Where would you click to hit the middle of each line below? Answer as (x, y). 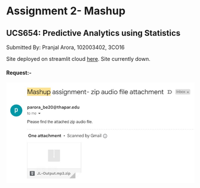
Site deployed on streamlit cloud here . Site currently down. (78, 59)
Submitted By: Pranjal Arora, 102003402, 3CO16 (66, 47)
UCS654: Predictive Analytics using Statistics (93, 33)
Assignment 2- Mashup (66, 11)
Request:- (19, 72)
